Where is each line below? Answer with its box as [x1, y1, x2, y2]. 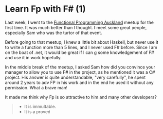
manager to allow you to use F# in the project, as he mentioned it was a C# [5, 69, 155, 75]
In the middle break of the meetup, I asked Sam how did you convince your [5, 64, 156, 70]
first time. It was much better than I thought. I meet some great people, [5, 24, 147, 30]
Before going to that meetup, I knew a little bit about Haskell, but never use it [5, 39, 159, 45]
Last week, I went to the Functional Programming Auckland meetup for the [5, 19, 154, 25]
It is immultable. [24, 103, 56, 109]
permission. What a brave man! [5, 85, 68, 90]
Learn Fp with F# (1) [5, 3, 86, 15]
